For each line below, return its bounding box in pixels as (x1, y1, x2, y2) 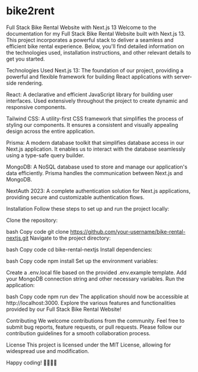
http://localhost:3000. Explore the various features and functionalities (6, 299, 176, 306)
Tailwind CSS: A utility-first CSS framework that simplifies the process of (6, 115, 184, 122)
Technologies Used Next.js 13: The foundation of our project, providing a (6, 66, 184, 74)
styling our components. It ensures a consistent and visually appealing (6, 121, 178, 128)
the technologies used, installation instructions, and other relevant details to (6, 49, 191, 56)
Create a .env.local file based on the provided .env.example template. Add (6, 269, 187, 276)
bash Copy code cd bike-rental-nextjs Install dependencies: (6, 246, 153, 253)
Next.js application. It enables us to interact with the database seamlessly (6, 145, 186, 152)
